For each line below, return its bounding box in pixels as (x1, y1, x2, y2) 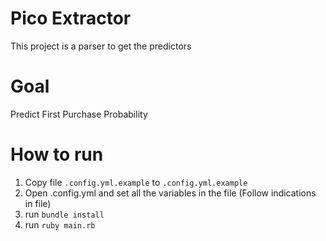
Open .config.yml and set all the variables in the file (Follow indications (24, 187, 317, 199)
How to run (10, 143, 104, 166)
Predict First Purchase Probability (10, 108, 148, 120)
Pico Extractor (10, 7, 132, 30)
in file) (24, 197, 52, 209)
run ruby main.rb (24, 218, 96, 231)
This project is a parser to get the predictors (10, 40, 192, 52)
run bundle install (24, 208, 105, 220)
